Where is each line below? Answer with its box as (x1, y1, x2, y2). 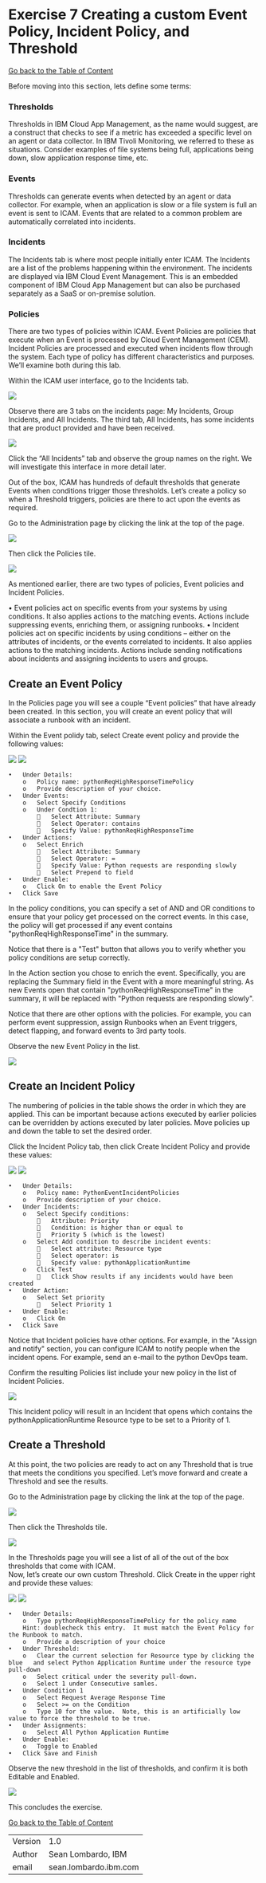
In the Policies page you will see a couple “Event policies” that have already (8, 698, 256, 707)
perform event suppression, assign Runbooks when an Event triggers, (8, 1017, 237, 1027)
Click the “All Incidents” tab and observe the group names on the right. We (8, 454, 252, 463)
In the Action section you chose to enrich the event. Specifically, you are (8, 968, 246, 977)
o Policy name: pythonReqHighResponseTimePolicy (22, 777, 194, 786)
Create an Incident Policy (8, 1079, 135, 1093)
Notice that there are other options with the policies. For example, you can (8, 1008, 252, 1018)
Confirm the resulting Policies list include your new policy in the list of (8, 1367, 237, 1377)
